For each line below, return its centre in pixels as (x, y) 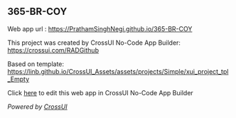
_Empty (18, 79)
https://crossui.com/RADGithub (53, 50)
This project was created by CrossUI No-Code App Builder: (94, 43)
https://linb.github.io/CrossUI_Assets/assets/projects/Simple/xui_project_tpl (118, 71)
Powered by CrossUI (37, 107)
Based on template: (36, 64)
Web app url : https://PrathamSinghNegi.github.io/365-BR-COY (100, 28)
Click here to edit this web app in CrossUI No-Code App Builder (100, 92)
